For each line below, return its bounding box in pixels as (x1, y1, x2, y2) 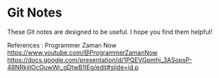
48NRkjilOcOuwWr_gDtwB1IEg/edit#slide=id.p (7, 63, 139, 71)
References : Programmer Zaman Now (7, 41, 116, 49)
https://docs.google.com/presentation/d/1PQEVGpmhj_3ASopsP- (7, 55, 193, 64)
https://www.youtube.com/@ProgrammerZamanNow (7, 48, 158, 57)
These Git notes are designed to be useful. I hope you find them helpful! (7, 28, 213, 36)
